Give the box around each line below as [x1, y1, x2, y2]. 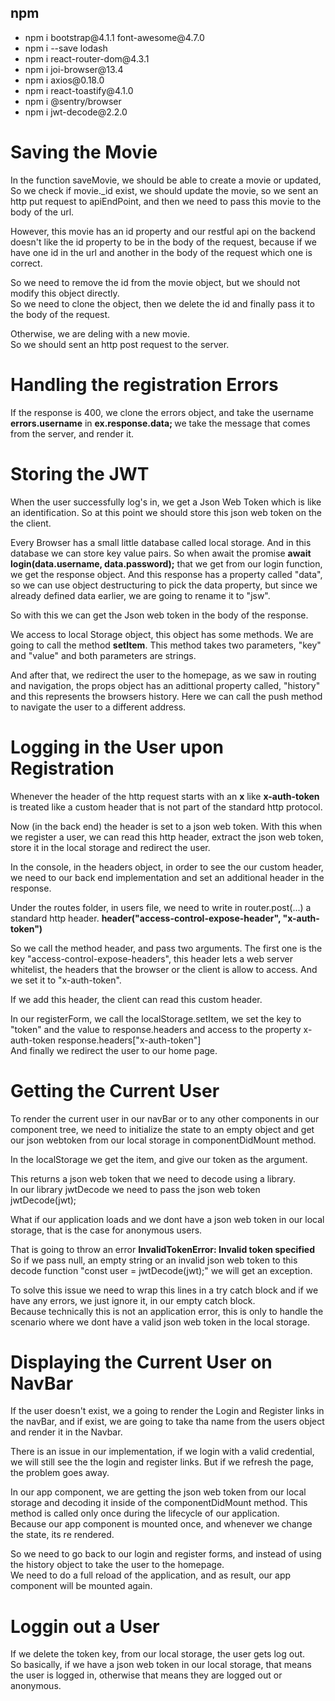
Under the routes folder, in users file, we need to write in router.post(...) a [10, 901, 312, 913]
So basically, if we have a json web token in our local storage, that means [10, 1659, 312, 1671]
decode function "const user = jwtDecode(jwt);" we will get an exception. [10, 1264, 313, 1276]
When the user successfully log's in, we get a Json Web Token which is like [10, 496, 322, 508]
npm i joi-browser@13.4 [24, 63, 124, 75]
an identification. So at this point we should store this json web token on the [10, 506, 322, 518]
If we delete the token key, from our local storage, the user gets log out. [10, 1648, 306, 1660]
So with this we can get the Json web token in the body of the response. [10, 609, 309, 621]
